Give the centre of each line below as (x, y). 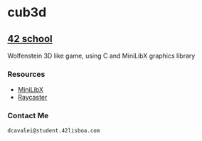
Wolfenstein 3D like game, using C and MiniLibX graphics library (101, 56)
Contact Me (28, 116)
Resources (26, 74)
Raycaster (32, 98)
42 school (30, 39)
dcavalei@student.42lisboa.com (54, 130)
